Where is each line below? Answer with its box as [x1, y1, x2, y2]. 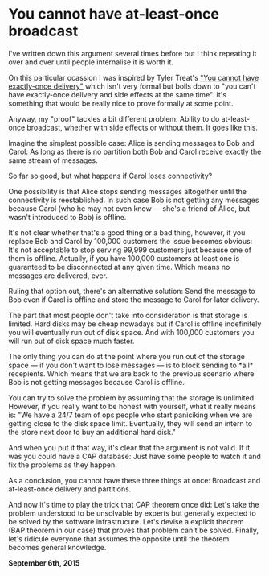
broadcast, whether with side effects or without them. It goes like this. [26, 122, 259, 132]
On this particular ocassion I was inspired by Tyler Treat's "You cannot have [8, 73, 259, 82]
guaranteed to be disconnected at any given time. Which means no [8, 262, 230, 271]
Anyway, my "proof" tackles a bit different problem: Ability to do [8, 114, 220, 123]
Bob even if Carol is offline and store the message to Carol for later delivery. [8, 295, 259, 305]
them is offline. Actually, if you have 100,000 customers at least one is [8, 253, 240, 263]
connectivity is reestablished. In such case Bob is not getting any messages [8, 195, 259, 205]
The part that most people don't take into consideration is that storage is [8, 310, 248, 320]
